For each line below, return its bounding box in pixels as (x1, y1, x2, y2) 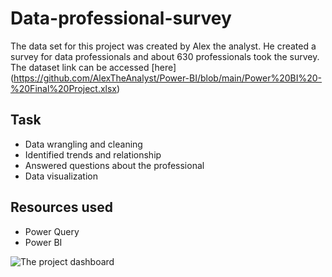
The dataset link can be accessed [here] (10, 61, 177, 73)
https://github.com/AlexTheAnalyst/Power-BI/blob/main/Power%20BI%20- (13, 72, 323, 84)
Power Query (24, 225, 80, 237)
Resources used (10, 199, 113, 216)
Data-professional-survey (10, 7, 232, 30)
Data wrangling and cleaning (24, 138, 143, 150)
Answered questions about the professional (24, 159, 205, 171)
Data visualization (24, 170, 99, 182)
